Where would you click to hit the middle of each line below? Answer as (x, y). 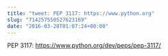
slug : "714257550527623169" (47, 20)
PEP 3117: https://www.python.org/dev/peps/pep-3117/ (84, 46)
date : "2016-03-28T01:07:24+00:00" (58, 26)
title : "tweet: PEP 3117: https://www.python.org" (81, 13)
